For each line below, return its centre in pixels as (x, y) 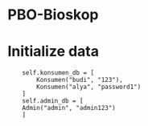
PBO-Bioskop (53, 15)
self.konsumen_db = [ (58, 73)
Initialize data (53, 52)
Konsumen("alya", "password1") (89, 87)
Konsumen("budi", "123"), (80, 80)
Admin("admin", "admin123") (69, 108)
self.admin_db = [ (53, 101)
